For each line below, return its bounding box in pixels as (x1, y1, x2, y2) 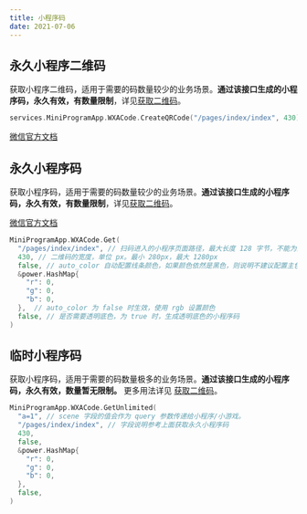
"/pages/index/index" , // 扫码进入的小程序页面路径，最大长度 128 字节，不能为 (17, 244, 297, 253)
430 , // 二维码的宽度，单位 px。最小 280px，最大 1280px (17, 252, 218, 261)
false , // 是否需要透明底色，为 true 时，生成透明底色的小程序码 (17, 311, 240, 320)
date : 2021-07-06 (9, 22, 76, 31)
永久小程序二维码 (9, 58, 106, 73)
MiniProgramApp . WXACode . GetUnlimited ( (9, 404, 157, 413)
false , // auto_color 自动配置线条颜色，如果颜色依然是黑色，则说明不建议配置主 (17, 261, 294, 270)
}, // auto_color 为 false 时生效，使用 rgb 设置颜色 (17, 303, 216, 312)
